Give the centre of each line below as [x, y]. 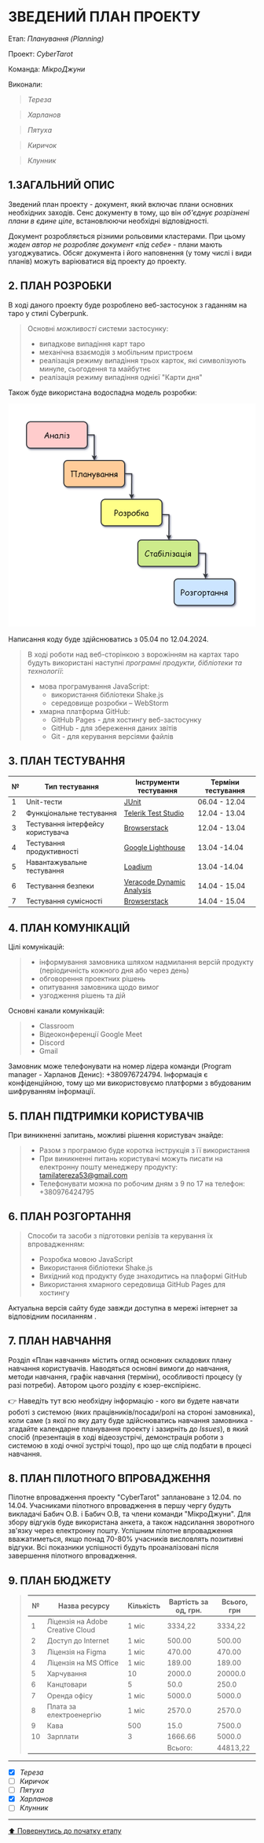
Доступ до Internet [78, 1641]
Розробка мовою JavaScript [86, 1259]
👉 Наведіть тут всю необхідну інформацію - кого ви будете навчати [124, 1400]
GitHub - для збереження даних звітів [114, 728]
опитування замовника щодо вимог [99, 988]
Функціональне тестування [72, 813]
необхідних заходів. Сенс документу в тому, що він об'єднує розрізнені [129, 212]
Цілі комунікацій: [37, 947]
